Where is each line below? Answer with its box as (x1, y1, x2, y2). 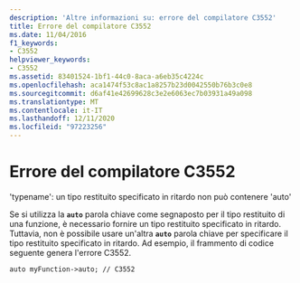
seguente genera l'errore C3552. (9, 247, 132, 258)
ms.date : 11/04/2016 (9, 30, 88, 39)
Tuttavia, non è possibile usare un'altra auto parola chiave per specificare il (9, 228, 289, 239)
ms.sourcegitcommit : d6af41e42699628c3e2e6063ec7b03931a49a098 (9, 89, 253, 98)
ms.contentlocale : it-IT (9, 106, 103, 115)
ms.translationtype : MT (9, 97, 99, 107)
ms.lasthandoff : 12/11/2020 (9, 114, 116, 123)
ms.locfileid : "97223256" (9, 123, 107, 132)
